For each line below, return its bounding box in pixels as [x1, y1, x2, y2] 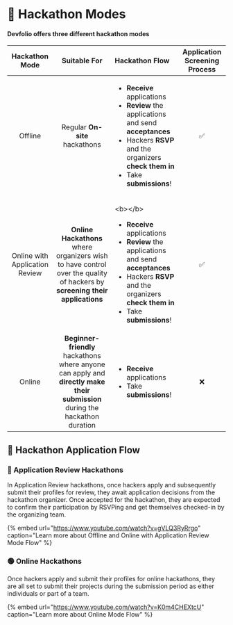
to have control [58, 260, 107, 270]
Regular [61, 122, 87, 132]
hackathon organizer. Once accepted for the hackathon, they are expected [7, 496, 221, 504]
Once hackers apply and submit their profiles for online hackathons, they [7, 575, 216, 583]
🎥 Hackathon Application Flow [7, 444, 141, 456]
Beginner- [64, 334, 100, 343]
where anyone [58, 359, 105, 369]
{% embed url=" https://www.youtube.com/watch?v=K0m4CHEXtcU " [7, 603, 205, 611]
